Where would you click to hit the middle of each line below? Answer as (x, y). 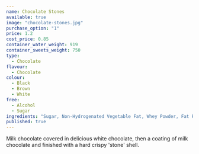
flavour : (17, 67)
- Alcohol (23, 105)
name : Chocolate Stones (36, 12)
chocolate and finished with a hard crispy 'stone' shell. (73, 145)
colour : (16, 78)
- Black (21, 84)
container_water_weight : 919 (42, 45)
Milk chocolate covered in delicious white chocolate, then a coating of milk (97, 139)
